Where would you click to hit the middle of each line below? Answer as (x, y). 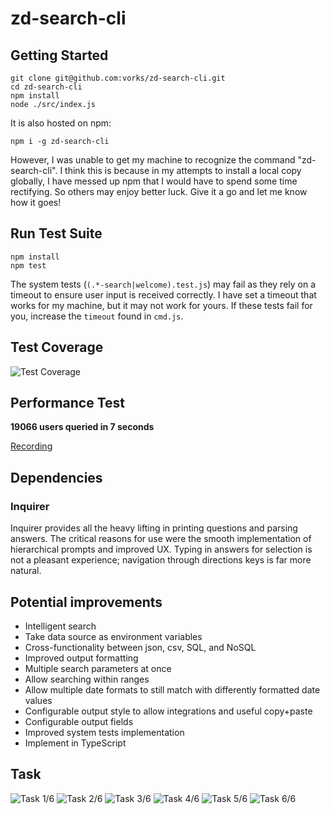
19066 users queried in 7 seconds (82, 427)
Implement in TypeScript (75, 743)
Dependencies (56, 477)
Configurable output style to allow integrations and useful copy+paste (168, 711)
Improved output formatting (81, 658)
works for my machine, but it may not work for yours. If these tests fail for (161, 305)
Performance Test (68, 403)
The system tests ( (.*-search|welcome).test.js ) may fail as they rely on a (163, 284)
